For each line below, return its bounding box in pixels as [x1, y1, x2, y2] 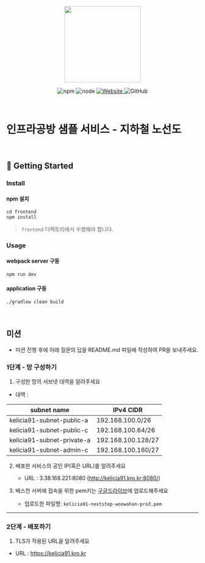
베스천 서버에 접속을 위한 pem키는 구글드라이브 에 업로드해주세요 [15, 487, 169, 494]
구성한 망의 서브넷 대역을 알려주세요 [15, 377, 101, 385]
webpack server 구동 [6, 257, 60, 264]
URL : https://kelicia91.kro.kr [15, 550, 87, 557]
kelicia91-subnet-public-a [9, 416, 88, 424]
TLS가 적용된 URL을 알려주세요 [15, 537, 90, 545]
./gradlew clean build [6, 299, 64, 305]
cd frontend [6, 209, 37, 215]
